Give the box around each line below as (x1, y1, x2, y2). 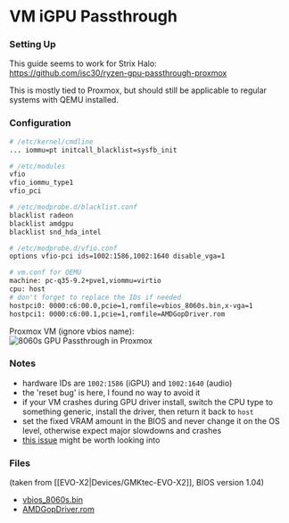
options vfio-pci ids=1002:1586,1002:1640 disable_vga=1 (9, 252, 226, 261)
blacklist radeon (9, 211, 74, 220)
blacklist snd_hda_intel (9, 228, 102, 237)
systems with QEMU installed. (9, 95, 119, 105)
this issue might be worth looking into (21, 435, 161, 445)
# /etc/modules (9, 162, 66, 170)
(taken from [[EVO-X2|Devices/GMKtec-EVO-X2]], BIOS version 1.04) (9, 477, 265, 488)
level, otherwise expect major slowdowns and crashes (21, 425, 222, 436)
